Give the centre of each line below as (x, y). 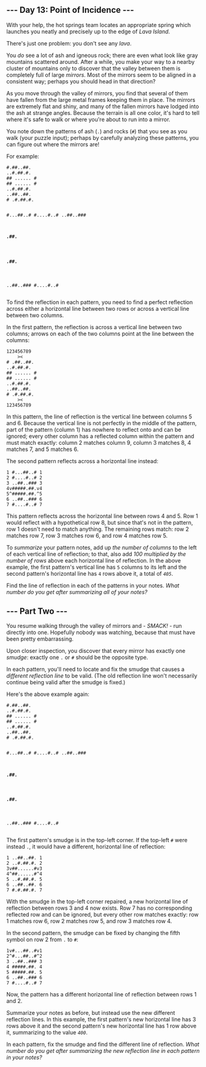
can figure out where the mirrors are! (53, 144)
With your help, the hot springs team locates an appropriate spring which (99, 25)
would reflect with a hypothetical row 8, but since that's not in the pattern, (100, 522)
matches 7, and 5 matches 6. (42, 449)
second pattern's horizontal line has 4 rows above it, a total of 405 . (90, 573)
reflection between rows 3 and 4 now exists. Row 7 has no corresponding (99, 908)
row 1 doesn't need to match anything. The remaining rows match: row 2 (97, 529)
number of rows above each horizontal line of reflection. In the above (93, 560)
